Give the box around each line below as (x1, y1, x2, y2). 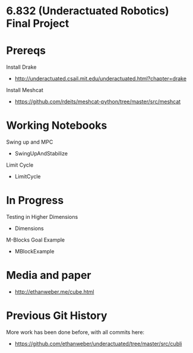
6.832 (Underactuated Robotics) (6, 4, 169, 18)
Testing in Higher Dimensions (6, 214, 78, 220)
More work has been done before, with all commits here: (6, 328, 144, 336)
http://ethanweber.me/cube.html (14, 288, 94, 295)
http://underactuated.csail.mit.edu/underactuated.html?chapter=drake (14, 75, 187, 82)
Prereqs (6, 44, 46, 58)
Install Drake (6, 63, 37, 71)
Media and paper (6, 269, 91, 282)
